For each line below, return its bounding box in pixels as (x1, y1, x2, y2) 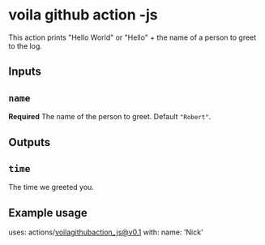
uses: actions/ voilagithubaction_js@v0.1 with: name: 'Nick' (8, 227, 204, 237)
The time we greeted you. (8, 183, 95, 192)
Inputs (8, 65, 42, 79)
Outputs (8, 135, 51, 149)
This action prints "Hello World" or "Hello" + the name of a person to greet (8, 32, 257, 42)
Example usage (8, 205, 88, 220)
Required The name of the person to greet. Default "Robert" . (8, 112, 212, 122)
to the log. (8, 41, 43, 50)
